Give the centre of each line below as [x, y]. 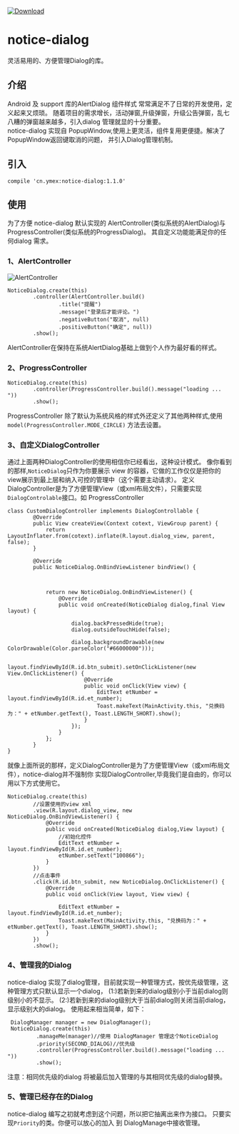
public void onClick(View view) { [135, 686]
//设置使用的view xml [62, 804]
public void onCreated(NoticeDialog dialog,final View [141, 605]
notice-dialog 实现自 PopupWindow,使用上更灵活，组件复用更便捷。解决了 [116, 130]
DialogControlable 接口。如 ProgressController [76, 498]
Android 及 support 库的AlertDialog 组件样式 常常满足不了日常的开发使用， [117, 104]
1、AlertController [39, 261]
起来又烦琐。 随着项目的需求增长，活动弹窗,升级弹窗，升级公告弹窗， [115, 112]
